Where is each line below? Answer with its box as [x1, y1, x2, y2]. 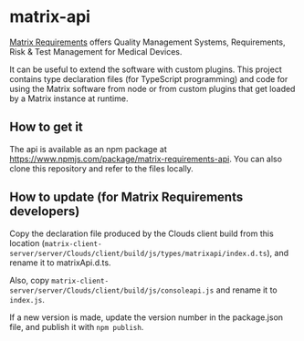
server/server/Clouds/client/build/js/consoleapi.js [9, 285, 215, 295]
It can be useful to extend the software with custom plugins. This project [9, 64, 282, 75]
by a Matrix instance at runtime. [9, 93, 129, 104]
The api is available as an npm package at [9, 143, 167, 154]
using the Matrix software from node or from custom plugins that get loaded [9, 83, 296, 94]
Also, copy [9, 274, 50, 285]
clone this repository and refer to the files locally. [9, 162, 194, 174]
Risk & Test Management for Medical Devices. [9, 46, 183, 57]
